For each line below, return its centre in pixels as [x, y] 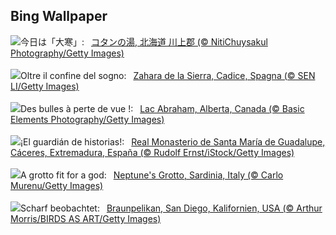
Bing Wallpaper [59, 16]
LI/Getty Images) [45, 86]
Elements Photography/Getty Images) [87, 119]
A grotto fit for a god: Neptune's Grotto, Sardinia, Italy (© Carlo [152, 175]
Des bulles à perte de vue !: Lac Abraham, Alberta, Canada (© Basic [162, 108]
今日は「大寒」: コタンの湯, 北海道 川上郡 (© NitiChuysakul [144, 41]
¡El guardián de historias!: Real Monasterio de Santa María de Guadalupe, [173, 141]
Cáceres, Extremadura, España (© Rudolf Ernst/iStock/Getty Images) [152, 152]
